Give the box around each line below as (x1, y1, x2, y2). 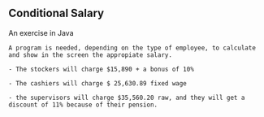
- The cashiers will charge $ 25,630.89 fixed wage (8, 79, 187, 88)
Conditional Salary (8, 6, 104, 20)
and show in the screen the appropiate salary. (8, 50, 173, 59)
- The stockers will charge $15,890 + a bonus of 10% (8, 65, 195, 73)
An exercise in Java (8, 28, 75, 37)
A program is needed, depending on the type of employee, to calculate (8, 44, 256, 52)
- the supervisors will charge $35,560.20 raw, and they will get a (8, 93, 245, 102)
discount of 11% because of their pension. (8, 101, 158, 109)
